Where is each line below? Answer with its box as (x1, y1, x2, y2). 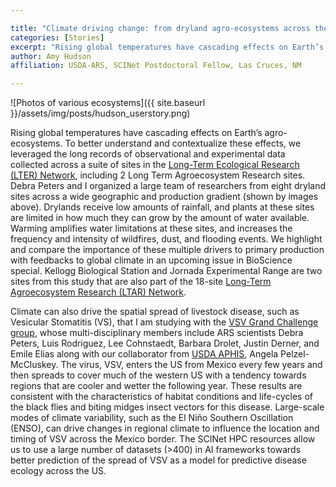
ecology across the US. (10, 465, 107, 477)
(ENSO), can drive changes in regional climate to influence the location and (10, 422, 320, 435)
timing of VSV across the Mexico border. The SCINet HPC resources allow (10, 433, 316, 445)
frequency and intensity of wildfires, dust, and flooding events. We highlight (10, 233, 323, 245)
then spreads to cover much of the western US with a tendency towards (10, 369, 307, 381)
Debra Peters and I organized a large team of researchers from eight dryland (10, 180, 326, 192)
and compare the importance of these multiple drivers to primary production (10, 244, 325, 256)
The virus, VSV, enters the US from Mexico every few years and (60, 359, 323, 371)
